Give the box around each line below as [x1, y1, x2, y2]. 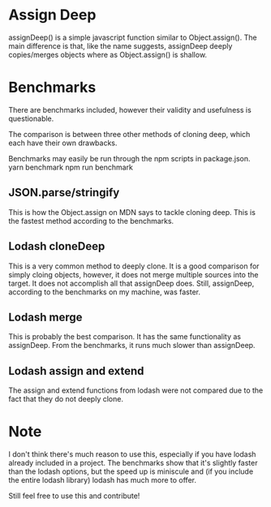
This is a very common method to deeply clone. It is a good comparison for [8, 261, 260, 271]
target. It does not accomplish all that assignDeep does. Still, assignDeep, [8, 278, 255, 288]
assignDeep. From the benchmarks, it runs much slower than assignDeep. [8, 341, 256, 350]
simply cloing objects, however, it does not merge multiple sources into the [8, 269, 259, 279]
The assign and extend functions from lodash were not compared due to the [8, 385, 264, 395]
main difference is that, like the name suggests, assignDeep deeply [8, 41, 233, 50]
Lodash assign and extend [8, 363, 144, 378]
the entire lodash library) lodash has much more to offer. [8, 475, 197, 485]
